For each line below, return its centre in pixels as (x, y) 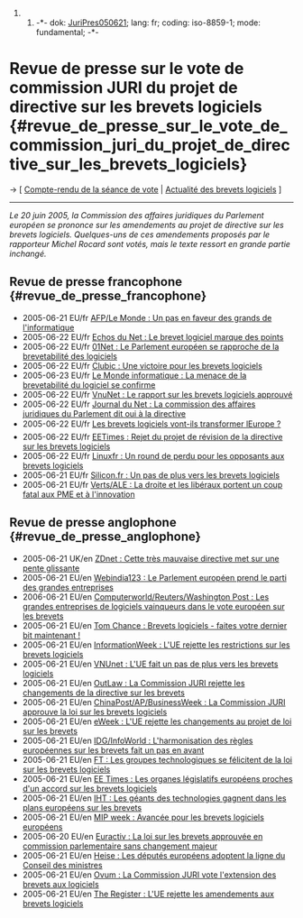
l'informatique (48, 327)
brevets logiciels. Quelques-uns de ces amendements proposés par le (140, 234)
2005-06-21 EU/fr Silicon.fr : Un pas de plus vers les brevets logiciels (151, 475)
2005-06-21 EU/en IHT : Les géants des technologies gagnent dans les (154, 798)
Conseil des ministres (62, 865)
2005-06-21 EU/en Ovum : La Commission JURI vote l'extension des (149, 875)
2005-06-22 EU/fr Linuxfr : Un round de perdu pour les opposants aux (153, 455)
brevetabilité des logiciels (70, 356)
